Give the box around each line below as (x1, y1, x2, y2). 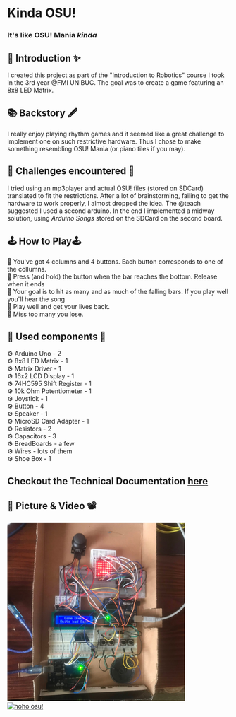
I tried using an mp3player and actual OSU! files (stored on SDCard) (7, 184, 204, 192)
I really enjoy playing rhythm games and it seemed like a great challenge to (7, 129, 225, 138)
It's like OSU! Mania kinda (7, 30, 97, 40)
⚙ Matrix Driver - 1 (7, 364, 61, 373)
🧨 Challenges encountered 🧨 (7, 165, 135, 177)
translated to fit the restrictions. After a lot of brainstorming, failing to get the (7, 191, 229, 199)
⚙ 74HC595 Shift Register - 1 (7, 380, 92, 388)
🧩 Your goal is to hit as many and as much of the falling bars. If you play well (7, 288, 229, 296)
